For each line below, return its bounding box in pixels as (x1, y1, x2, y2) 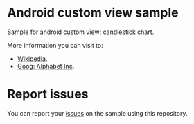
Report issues (7, 87, 89, 102)
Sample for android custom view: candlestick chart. (7, 28, 155, 36)
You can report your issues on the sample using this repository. (7, 109, 188, 117)
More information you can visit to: (7, 41, 104, 49)
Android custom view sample (7, 5, 179, 21)
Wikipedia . (17, 54, 48, 63)
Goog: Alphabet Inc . (17, 62, 75, 70)
